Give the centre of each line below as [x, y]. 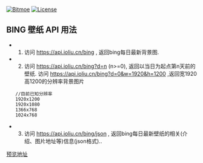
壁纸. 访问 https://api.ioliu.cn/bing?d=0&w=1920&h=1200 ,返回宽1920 [110, 73]
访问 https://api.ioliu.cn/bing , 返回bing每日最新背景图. [92, 52]
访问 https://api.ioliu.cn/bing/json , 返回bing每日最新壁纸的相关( [103, 133]
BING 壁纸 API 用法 [42, 30]
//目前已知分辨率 [34, 94]
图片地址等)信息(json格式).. [68, 141]
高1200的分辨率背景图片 [54, 81]
